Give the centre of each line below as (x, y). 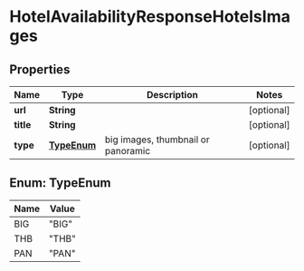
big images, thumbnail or (157, 140)
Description (172, 95)
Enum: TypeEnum (60, 183)
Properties (40, 69)
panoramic (128, 151)
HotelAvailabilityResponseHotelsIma (150, 17)
